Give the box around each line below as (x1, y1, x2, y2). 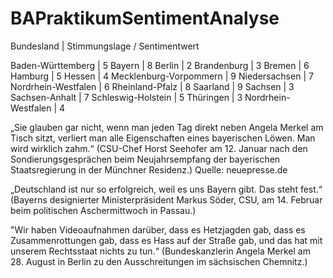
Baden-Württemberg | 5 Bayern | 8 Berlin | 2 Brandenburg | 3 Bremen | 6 (10, 59, 310, 71)
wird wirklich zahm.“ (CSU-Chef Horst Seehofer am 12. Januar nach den (10, 142, 308, 154)
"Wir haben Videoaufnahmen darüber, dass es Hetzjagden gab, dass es (10, 223, 306, 236)
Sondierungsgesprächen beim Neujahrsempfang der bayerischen (10, 153, 281, 165)
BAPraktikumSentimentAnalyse (10, 7, 280, 30)
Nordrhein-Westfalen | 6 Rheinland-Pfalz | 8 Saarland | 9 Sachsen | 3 (10, 80, 295, 92)
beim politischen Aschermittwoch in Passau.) (10, 204, 197, 216)
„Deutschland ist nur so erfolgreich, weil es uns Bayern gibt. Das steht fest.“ (10, 183, 323, 195)
